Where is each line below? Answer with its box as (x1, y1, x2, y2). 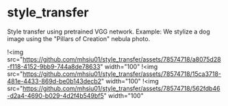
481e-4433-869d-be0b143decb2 (7, 77, 101, 85)
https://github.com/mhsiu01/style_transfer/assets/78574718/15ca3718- (23, 70, 221, 78)
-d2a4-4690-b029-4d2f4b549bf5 (7, 91, 104, 100)
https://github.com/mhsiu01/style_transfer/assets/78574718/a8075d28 (23, 55, 221, 63)
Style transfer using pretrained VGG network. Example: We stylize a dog (7, 27, 210, 36)
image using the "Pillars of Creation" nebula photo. (7, 34, 151, 42)
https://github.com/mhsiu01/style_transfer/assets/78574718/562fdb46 (23, 84, 220, 92)
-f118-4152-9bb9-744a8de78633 (7, 62, 101, 70)
